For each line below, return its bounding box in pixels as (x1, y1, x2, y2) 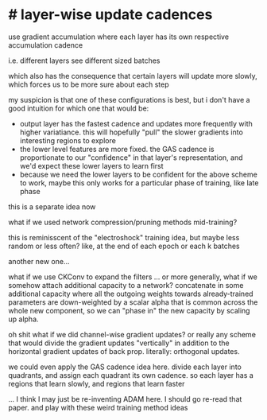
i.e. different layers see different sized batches (8, 56, 161, 65)
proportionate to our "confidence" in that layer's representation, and (19, 153, 243, 162)
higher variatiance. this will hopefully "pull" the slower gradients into (19, 127, 244, 137)
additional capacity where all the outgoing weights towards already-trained (8, 289, 253, 298)
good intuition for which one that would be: (8, 103, 149, 113)
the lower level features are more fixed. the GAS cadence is (19, 144, 215, 154)
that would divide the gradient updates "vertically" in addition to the (8, 338, 230, 348)
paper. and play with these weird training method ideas (8, 402, 188, 412)
